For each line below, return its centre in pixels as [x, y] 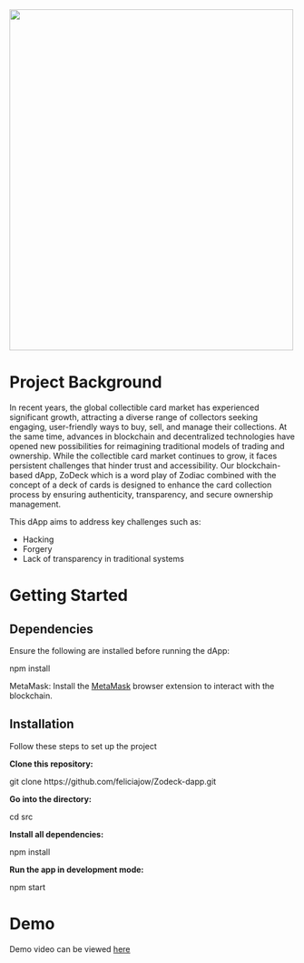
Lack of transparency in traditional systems [103, 558]
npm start [28, 887]
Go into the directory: [51, 798]
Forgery [37, 548]
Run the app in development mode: [77, 869]
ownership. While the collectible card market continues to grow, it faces [143, 456]
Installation [42, 724]
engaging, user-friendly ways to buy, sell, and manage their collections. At [148, 426]
